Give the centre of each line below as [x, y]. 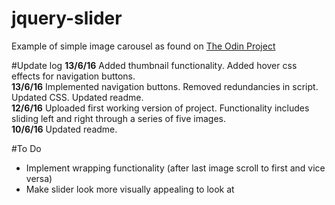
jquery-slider [67, 18]
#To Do [26, 148]
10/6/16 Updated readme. [64, 129]
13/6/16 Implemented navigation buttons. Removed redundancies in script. [165, 86]
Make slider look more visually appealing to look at [130, 189]
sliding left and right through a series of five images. [118, 118]
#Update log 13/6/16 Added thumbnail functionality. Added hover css [154, 65]
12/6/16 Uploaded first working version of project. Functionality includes [160, 108]
